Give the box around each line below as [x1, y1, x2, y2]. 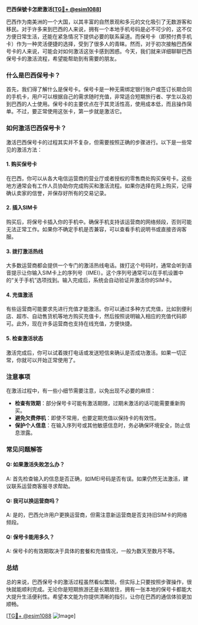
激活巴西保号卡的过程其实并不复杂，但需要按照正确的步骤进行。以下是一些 [6, 139, 187, 146]
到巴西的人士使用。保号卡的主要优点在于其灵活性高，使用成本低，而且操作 [6, 100, 187, 108]
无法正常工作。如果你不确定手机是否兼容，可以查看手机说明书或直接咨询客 [6, 226, 187, 232]
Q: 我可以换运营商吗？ [6, 497, 60, 504]
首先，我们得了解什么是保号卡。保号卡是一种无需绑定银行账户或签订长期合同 [6, 85, 192, 93]
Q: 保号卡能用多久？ [6, 533, 55, 540]
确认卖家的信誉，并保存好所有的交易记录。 [6, 189, 110, 196]
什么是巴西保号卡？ [6, 71, 61, 79]
